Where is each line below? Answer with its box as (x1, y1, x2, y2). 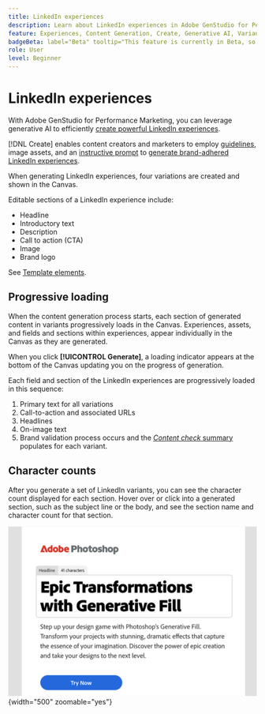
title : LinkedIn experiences (8, 13, 104, 21)
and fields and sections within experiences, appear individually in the (8, 328, 233, 337)
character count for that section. (8, 510, 114, 520)
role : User (8, 46, 44, 54)
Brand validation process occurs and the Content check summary (19, 433, 233, 442)
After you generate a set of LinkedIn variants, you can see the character (8, 485, 242, 494)
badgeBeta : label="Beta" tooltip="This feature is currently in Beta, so (8, 38, 256, 46)
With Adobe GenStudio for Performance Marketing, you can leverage (8, 115, 233, 125)
